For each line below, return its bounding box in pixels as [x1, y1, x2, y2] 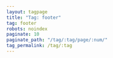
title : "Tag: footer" [6, 14, 62, 21]
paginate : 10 [6, 31, 40, 37]
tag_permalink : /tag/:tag [6, 43, 72, 49]
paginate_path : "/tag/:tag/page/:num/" [6, 37, 108, 43]
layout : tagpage [6, 8, 48, 15]
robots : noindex [6, 25, 48, 32]
